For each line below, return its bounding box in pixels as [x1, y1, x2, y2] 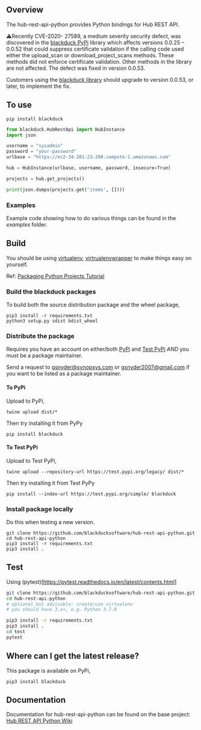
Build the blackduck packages [6, 287, 96, 295]
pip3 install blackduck [6, 678, 66, 685]
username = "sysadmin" [6, 143, 63, 149]
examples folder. [6, 221, 48, 228]
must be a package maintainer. [6, 352, 83, 359]
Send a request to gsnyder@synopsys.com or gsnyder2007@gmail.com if [6, 363, 190, 371]
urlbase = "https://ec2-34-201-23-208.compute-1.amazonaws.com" [6, 154, 171, 160]
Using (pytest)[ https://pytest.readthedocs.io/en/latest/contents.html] [6, 578, 177, 586]
